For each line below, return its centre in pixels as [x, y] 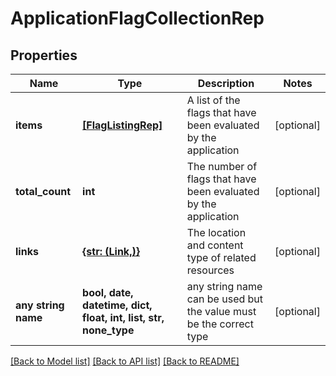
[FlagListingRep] [122, 125]
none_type [108, 330]
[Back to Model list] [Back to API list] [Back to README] [125, 361]
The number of [222, 166]
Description [226, 83]
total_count [43, 191]
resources [210, 270]
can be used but [225, 299]
